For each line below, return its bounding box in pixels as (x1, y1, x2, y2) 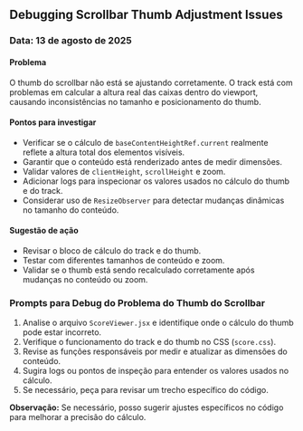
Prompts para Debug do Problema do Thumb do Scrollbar (9, 296, 265, 309)
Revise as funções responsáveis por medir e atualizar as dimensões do (22, 346, 288, 357)
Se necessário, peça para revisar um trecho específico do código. (22, 385, 269, 396)
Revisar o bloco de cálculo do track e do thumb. (22, 244, 202, 256)
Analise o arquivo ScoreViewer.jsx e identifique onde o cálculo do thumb (22, 317, 294, 329)
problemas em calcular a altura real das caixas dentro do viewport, (9, 86, 259, 98)
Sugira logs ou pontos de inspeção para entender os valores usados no (22, 366, 289, 377)
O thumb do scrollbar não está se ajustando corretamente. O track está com (9, 77, 293, 88)
